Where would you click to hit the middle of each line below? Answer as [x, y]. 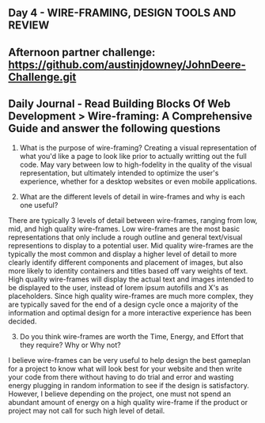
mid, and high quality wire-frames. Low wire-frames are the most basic [124, 228]
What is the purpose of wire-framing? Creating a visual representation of [138, 147]
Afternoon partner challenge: [82, 52]
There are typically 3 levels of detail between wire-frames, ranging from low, [133, 220]
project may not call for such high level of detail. [87, 410]
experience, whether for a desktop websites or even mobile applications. [138, 181]
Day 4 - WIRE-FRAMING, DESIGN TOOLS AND [122, 13]
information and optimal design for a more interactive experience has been [130, 312]
